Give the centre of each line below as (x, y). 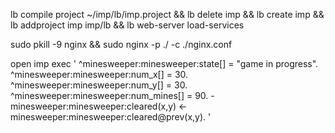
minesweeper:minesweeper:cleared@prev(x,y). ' (111, 117)
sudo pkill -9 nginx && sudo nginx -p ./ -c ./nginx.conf (121, 44)
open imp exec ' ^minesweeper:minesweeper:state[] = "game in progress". (164, 63)
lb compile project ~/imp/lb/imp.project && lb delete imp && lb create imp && (167, 14)
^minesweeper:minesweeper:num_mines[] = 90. (109, 95)
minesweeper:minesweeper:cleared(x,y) (93, 106)
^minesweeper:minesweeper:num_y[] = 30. (99, 85)
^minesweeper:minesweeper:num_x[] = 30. (99, 74)
